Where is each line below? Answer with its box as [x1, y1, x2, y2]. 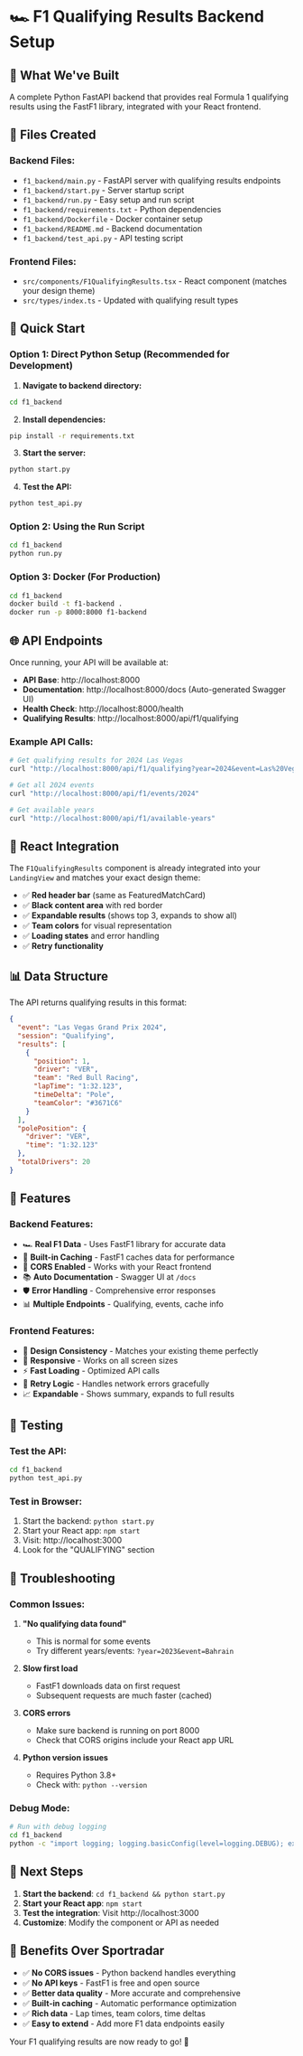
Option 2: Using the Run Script [9, 521, 145, 533]
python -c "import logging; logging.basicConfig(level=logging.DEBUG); [9, 1839, 284, 1848]
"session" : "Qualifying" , [17, 1031, 115, 1040]
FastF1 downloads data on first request [35, 1681, 180, 1692]
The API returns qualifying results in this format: [9, 997, 188, 1008]
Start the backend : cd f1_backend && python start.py [22, 1888, 225, 1899]
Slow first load [22, 1663, 78, 1674]
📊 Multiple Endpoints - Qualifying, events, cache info [22, 1299, 224, 1310]
